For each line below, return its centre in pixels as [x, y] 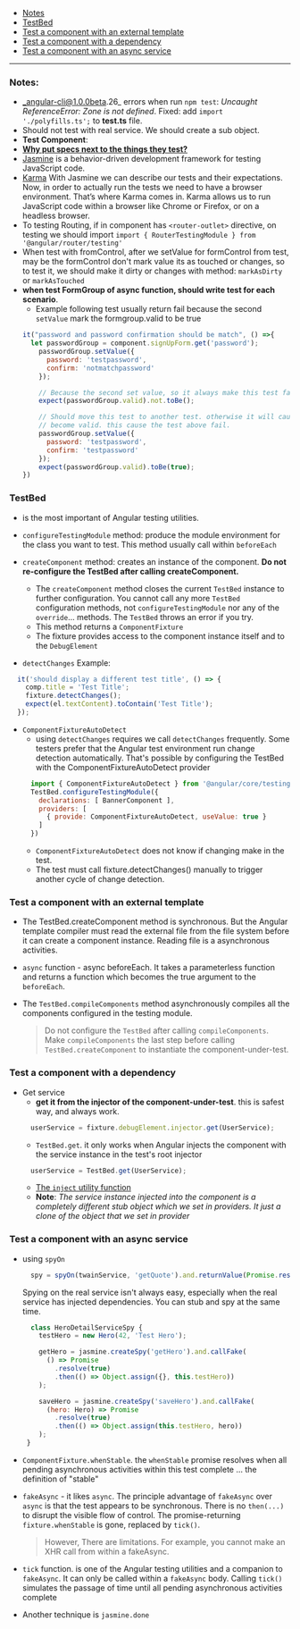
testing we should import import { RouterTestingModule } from [139, 235]
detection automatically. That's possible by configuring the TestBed [159, 758]
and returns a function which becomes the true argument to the [139, 977]
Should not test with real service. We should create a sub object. [141, 130]
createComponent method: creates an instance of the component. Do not [154, 561]
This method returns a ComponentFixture [109, 626]
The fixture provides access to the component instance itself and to [160, 636]
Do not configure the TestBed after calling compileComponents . [157, 1030]
